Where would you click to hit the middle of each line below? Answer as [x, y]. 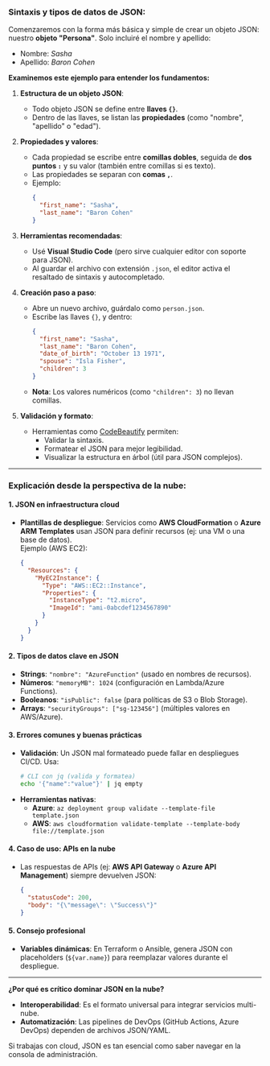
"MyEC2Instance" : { [67, 578]
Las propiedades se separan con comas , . [102, 175]
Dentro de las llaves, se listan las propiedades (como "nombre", [137, 118]
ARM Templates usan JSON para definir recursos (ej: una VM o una [132, 531]
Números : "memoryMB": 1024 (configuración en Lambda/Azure [122, 682]
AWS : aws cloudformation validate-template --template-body [136, 823]
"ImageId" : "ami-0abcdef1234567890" [110, 608]
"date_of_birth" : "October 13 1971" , [102, 354]
